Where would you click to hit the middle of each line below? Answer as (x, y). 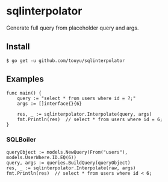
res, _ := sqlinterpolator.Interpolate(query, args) (85, 114)
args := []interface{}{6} (50, 104)
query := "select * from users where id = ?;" (76, 98)
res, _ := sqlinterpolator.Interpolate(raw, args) (71, 168)
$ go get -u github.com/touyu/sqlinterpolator (66, 61)
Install (18, 47)
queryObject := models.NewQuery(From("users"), (67, 152)
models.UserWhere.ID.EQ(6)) (42, 157)
